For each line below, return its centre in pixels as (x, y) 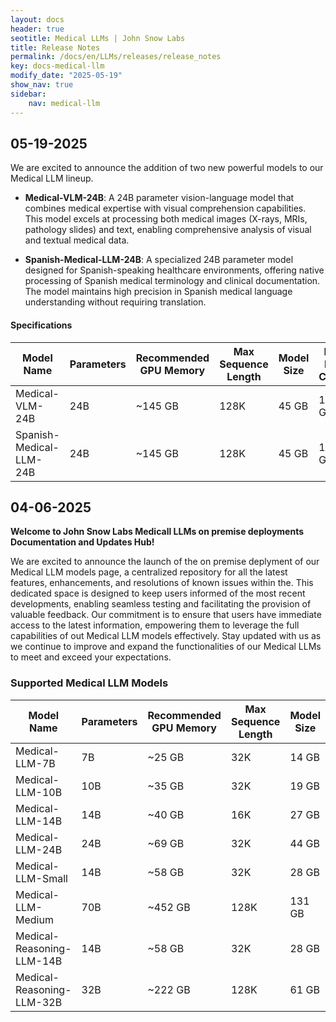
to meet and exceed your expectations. (91, 657)
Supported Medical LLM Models (89, 683)
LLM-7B (35, 763)
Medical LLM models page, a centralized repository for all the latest (149, 572)
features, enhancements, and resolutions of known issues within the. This (162, 583)
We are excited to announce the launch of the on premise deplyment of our (165, 562)
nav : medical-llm (64, 103)
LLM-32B (39, 1002)
